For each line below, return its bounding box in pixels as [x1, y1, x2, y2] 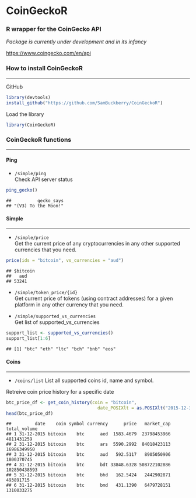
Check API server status [14, 176, 73, 183]
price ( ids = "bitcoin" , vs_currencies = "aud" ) [6, 257, 124, 263]
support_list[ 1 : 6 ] [6, 335, 51, 341]
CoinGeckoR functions [6, 136, 72, 144]
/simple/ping [14, 170, 47, 176]
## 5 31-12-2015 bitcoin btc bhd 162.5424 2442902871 [6, 472, 171, 478]
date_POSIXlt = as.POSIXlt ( [97, 405, 166, 411]
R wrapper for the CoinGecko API [6, 25, 101, 33]
